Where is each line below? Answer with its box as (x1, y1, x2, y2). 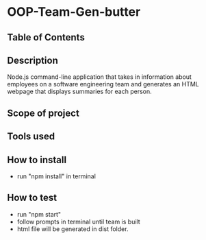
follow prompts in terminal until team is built (16, 217, 140, 226)
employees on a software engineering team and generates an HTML (7, 80, 200, 88)
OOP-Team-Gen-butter (7, 4, 141, 20)
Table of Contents (7, 32, 86, 43)
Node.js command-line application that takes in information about (7, 73, 192, 81)
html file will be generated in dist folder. (16, 224, 129, 233)
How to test (7, 192, 57, 204)
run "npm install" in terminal (16, 172, 96, 180)
